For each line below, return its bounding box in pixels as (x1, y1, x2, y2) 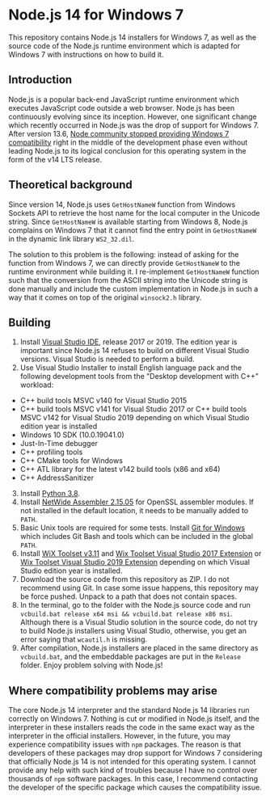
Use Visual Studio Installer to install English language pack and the (19, 363, 243, 373)
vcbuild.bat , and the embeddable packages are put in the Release (19, 652, 241, 662)
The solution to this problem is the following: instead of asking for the (8, 249, 239, 259)
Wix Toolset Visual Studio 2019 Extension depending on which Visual (19, 558, 251, 567)
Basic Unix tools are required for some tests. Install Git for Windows (19, 523, 246, 533)
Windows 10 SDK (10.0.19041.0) (19, 430, 125, 440)
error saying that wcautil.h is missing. (19, 634, 148, 644)
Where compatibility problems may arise (8, 684, 218, 697)
